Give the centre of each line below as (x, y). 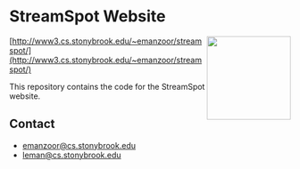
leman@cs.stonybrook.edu (72, 155)
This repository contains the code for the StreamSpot (107, 86)
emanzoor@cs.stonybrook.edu (79, 145)
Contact (32, 124)
